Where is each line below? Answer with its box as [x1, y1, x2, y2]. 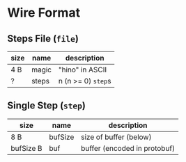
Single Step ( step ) [7, 99, 86, 112]
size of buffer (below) [81, 132, 152, 142]
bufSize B [10, 143, 43, 153]
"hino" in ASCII [58, 65, 107, 74]
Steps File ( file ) [7, 33, 79, 44]
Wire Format [7, 5, 81, 21]
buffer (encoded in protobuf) [81, 143, 176, 153]
